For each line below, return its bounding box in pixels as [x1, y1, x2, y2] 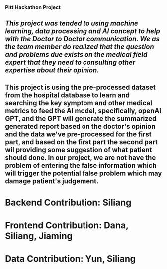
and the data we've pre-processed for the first [5, 130, 152, 138]
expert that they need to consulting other [5, 58, 136, 67]
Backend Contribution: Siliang [5, 197, 132, 208]
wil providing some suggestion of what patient [5, 145, 153, 154]
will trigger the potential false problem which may [5, 169, 162, 177]
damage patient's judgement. [5, 177, 99, 185]
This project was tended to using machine [5, 19, 138, 28]
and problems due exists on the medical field [5, 50, 148, 59]
